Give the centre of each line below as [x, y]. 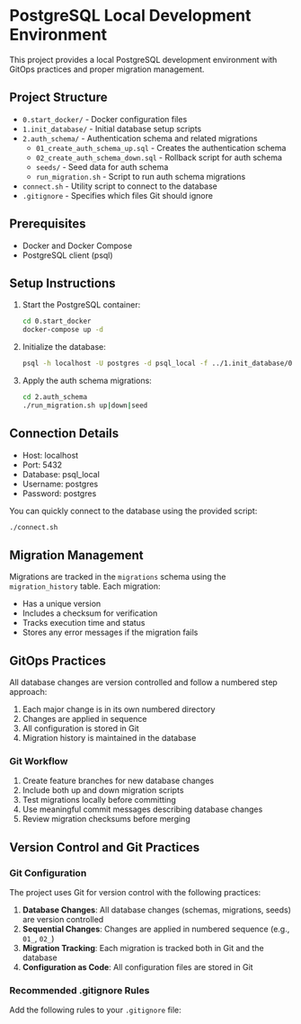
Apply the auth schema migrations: [87, 380]
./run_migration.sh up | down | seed [85, 405]
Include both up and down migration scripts [103, 790]
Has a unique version [62, 604]
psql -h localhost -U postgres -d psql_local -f [115, 364]
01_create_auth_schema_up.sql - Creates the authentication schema [161, 147]
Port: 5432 [42, 465]
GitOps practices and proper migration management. [107, 69]
